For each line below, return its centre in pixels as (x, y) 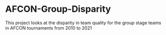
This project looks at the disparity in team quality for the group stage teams (83, 23)
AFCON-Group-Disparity (58, 9)
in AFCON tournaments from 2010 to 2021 (49, 28)
